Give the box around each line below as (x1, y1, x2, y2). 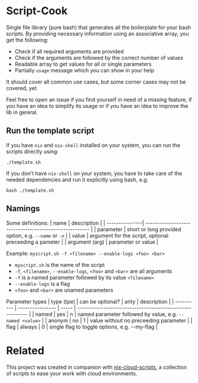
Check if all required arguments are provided (14, 47, 124, 55)
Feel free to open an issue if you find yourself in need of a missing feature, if (6, 96, 192, 103)
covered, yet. (6, 84, 38, 91)
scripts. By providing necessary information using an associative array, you (6, 30, 189, 37)
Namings (6, 203, 40, 214)
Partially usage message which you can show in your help (14, 66, 155, 74)
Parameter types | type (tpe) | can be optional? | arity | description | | (6, 298, 174, 305)
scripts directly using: (6, 148, 59, 155)
